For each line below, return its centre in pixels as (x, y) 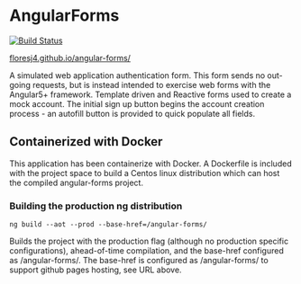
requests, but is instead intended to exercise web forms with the (152, 84)
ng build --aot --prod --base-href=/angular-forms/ (108, 225)
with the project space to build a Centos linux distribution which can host (145, 173)
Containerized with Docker (86, 142)
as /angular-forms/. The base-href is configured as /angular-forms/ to (139, 261)
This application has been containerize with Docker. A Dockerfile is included (150, 164)
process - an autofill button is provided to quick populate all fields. (132, 113)
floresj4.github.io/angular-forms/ (70, 58)
